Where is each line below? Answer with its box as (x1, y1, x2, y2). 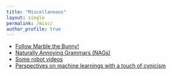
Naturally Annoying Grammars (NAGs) (15, 49, 111, 57)
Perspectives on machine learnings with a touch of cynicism (15, 62, 166, 70)
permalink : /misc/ (6, 20, 53, 26)
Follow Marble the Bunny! (15, 43, 79, 50)
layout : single (6, 15, 45, 21)
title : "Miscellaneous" (6, 9, 67, 15)
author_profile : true (6, 26, 61, 32)
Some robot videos (15, 55, 63, 63)
